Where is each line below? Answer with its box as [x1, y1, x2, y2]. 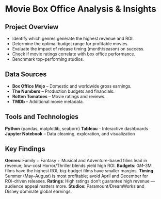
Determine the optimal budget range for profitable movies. [12, 41, 129, 47]
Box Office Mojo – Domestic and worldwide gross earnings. [12, 83, 132, 89]
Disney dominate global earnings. [5, 188, 72, 195]
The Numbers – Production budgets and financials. [12, 88, 115, 94]
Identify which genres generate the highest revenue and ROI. [12, 35, 134, 41]
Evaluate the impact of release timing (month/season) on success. [12, 46, 145, 51]
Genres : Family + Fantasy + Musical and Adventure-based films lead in [5, 158, 147, 164]
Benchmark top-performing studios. [12, 56, 84, 62]
